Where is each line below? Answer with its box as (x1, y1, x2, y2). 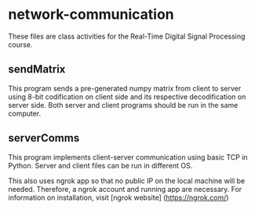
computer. (8, 109, 42, 118)
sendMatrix (8, 63, 66, 76)
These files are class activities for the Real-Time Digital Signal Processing (8, 31, 246, 41)
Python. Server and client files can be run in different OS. (8, 160, 193, 170)
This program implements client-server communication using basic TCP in (8, 152, 249, 162)
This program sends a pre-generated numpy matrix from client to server (8, 83, 242, 93)
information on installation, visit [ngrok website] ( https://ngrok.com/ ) (8, 193, 229, 202)
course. (8, 39, 33, 49)
